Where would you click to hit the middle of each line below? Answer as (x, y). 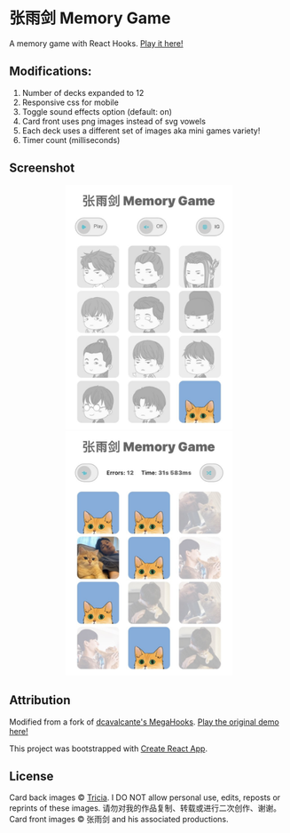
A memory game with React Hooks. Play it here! (96, 43)
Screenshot (42, 168)
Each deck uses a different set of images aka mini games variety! (141, 131)
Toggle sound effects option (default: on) (97, 111)
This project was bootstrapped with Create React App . (109, 749)
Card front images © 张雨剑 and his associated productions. (119, 820)
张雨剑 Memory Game (90, 18)
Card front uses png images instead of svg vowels (114, 121)
